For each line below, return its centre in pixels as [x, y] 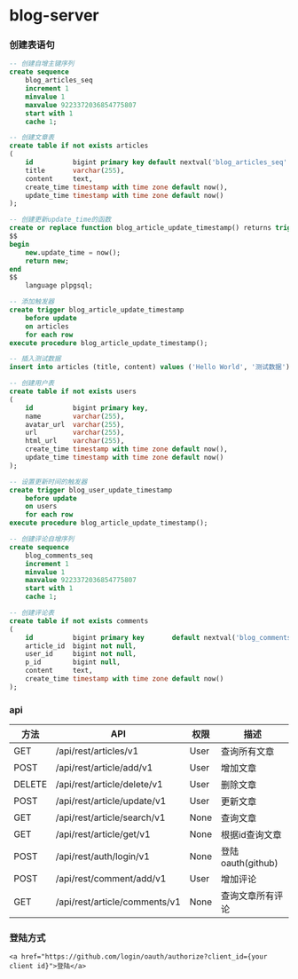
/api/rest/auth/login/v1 [103, 857]
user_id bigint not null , [81, 654]
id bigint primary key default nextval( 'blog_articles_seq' [157, 162]
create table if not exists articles [79, 146]
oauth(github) [249, 864]
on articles [47, 326]
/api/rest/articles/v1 [97, 751]
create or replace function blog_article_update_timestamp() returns [141, 228]
